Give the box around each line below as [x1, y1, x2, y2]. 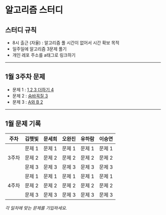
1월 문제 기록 [5, 120, 41, 128]
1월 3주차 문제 [5, 73, 45, 81]
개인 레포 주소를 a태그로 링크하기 [12, 52, 76, 58]
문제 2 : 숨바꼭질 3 [12, 92, 48, 99]
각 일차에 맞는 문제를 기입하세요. [5, 205, 68, 211]
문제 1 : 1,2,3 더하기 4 [12, 86, 54, 92]
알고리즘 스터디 [5, 4, 63, 16]
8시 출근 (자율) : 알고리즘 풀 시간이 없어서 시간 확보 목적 [12, 40, 120, 45]
